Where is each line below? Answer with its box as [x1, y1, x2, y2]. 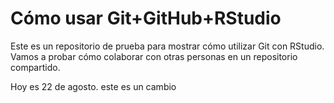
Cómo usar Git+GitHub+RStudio [10, 7, 282, 30]
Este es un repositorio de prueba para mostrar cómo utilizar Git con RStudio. [10, 40, 325, 52]
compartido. [10, 61, 61, 73]
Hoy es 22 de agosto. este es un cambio [10, 80, 177, 92]
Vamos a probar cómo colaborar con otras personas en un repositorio [10, 50, 298, 62]
